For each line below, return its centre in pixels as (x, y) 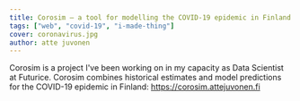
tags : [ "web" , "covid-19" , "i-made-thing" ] (92, 26)
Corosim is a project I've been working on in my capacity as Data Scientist (147, 68)
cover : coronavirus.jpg (54, 34)
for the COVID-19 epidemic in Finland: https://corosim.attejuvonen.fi (135, 87)
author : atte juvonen (50, 42)
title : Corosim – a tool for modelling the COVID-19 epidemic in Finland (150, 17)
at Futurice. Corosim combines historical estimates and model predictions (146, 78)
